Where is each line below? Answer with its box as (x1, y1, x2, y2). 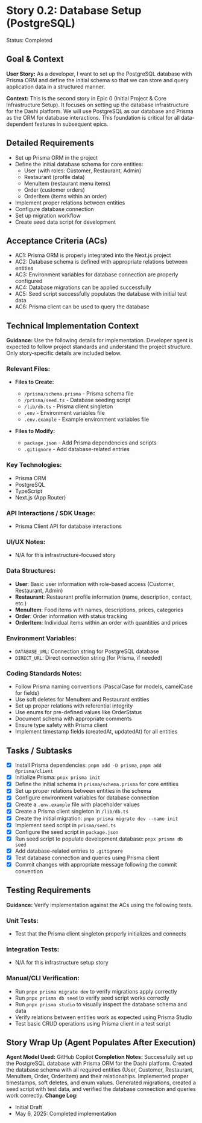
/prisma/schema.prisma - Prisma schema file (24, 390, 134, 397)
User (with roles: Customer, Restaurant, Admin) (24, 167, 142, 174)
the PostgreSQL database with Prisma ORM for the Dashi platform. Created (6, 1060, 193, 1067)
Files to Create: (14, 379, 54, 386)
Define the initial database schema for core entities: (14, 160, 144, 168)
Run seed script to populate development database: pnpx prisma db (14, 835, 183, 842)
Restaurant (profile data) (24, 173, 85, 180)
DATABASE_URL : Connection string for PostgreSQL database (14, 648, 159, 655)
